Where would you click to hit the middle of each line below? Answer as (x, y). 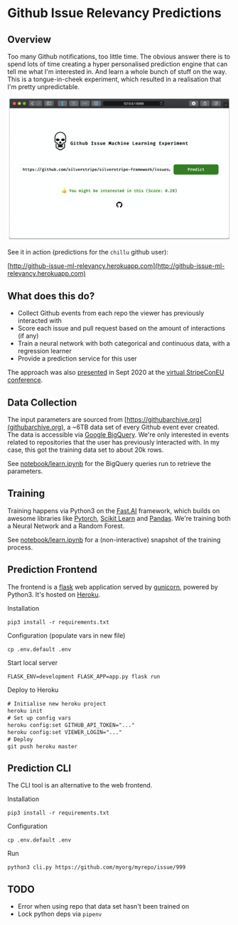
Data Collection (42, 402)
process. (20, 547)
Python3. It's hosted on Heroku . (54, 594)
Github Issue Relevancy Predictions (114, 13)
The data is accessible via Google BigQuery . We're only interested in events (118, 434)
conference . (25, 380)
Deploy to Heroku (33, 690)
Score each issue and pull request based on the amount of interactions (121, 329)
